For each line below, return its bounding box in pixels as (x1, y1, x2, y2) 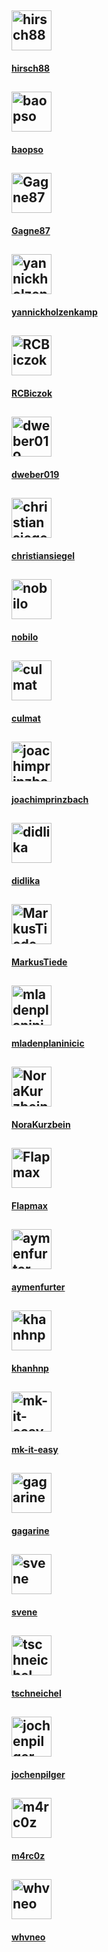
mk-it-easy (11, 1443, 59, 1455)
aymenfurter (11, 1281, 66, 1293)
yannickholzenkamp (11, 306, 98, 318)
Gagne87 (11, 224, 51, 236)
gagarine (11, 1524, 50, 1536)
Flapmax (11, 1199, 48, 1211)
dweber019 (11, 468, 60, 480)
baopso (11, 143, 44, 155)
